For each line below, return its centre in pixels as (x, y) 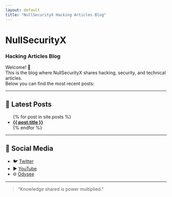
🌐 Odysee (23, 174)
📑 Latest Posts (29, 105)
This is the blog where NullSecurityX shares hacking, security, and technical (86, 73)
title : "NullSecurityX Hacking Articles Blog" (56, 15)
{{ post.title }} (28, 122)
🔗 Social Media (29, 149)
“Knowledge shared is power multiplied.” (61, 189)
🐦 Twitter (23, 161)
